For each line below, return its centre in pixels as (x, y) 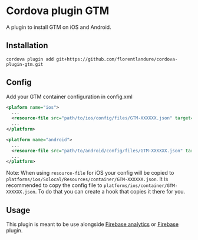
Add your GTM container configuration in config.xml (69, 96)
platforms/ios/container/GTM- (141, 186)
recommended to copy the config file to (54, 185)
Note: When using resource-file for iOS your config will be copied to (90, 173)
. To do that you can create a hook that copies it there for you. (110, 192)
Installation (27, 46)
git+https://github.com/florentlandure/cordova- (117, 59)
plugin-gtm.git (25, 64)
